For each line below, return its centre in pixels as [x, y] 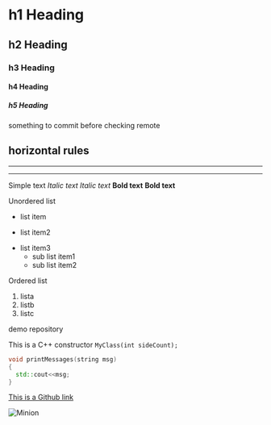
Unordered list [32, 201]
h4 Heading [28, 87]
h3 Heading [31, 68]
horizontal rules [49, 151]
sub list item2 [54, 265]
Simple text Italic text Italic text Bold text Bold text [92, 185]
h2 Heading [38, 45]
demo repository [36, 329]
